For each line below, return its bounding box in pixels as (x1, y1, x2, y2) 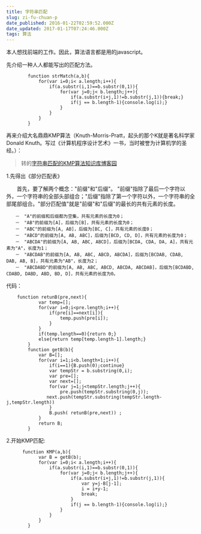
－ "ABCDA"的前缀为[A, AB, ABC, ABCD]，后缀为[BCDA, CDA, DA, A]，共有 (14, 239, 189, 245)
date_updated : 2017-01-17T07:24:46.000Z (6, 25, 109, 32)
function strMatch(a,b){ (28, 73, 90, 79)
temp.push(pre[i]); (59, 315, 109, 322)
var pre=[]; (49, 373, 79, 379)
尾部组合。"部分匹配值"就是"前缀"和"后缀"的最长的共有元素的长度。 (11, 200, 179, 207)
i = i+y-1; (81, 486, 109, 492)
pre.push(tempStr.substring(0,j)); (59, 389, 149, 395)
